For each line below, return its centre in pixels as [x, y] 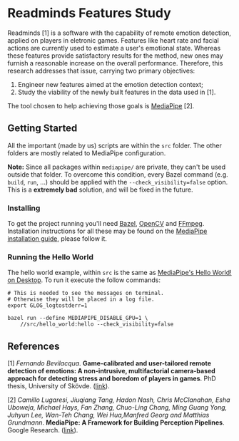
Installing [24, 208]
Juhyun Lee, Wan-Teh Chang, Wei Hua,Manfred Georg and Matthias [108, 415]
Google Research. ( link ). [43, 430]
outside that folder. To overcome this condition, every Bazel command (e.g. [118, 174]
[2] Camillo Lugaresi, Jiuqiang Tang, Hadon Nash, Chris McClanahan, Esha [119, 400]
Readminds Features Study [89, 13]
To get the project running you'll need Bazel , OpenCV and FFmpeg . [106, 224]
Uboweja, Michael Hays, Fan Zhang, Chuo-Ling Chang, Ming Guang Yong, [117, 408]
